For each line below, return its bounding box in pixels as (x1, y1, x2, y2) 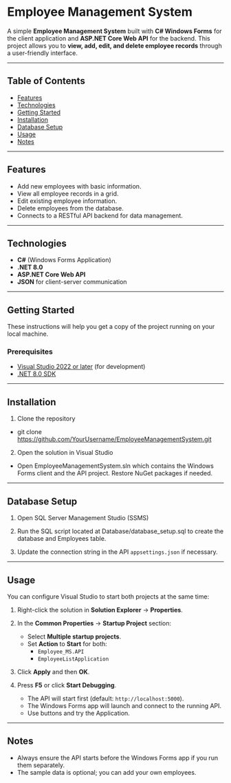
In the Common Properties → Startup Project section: (16, 619, 172, 627)
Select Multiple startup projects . (27, 632, 122, 641)
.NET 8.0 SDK (16, 369, 56, 378)
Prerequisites (7, 347, 53, 356)
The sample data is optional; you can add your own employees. (16, 768, 197, 776)
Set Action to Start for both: (27, 639, 108, 647)
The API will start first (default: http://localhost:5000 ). (27, 694, 184, 702)
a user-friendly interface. (7, 49, 78, 57)
